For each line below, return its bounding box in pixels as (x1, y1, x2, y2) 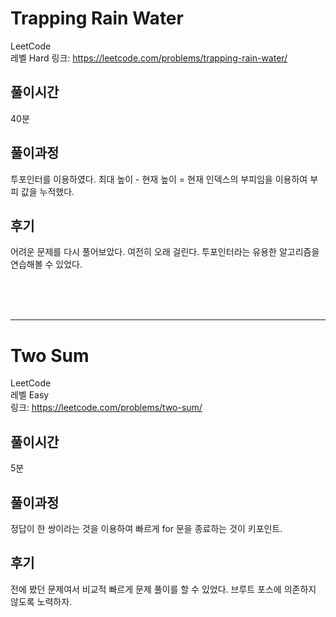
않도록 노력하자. (10, 595, 73, 607)
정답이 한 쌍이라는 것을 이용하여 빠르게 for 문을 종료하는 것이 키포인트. (10, 522, 283, 534)
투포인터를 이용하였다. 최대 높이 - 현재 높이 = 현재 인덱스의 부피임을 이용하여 (10, 173, 308, 185)
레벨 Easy (10, 389, 50, 401)
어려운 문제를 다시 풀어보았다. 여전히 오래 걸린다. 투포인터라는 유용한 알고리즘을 (10, 246, 320, 258)
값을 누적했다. (20, 185, 75, 197)
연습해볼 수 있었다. (10, 258, 83, 271)
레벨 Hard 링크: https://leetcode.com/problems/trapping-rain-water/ (10, 52, 288, 64)
